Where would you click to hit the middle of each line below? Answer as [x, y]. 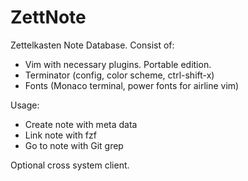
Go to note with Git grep [74, 145]
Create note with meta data [81, 124]
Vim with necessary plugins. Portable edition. [118, 64]
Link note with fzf [60, 135]
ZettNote [48, 17]
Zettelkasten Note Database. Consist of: [92, 45]
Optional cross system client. [70, 165]
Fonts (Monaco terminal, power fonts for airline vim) [132, 85]
